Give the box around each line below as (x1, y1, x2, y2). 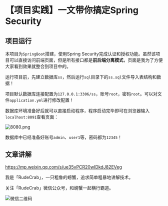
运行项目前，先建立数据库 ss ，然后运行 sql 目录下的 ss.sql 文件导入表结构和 (5, 74, 157, 80)
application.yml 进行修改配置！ (9, 97, 74, 103)
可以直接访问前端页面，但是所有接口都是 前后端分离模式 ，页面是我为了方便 (9, 57, 163, 63)
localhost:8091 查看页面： (5, 114, 59, 120)
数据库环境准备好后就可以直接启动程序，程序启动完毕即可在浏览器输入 (5, 108, 150, 113)
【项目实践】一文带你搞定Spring (5, 4, 139, 16)
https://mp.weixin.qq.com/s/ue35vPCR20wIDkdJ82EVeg (5, 163, 122, 170)
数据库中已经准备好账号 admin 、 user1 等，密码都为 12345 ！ (5, 134, 122, 140)
